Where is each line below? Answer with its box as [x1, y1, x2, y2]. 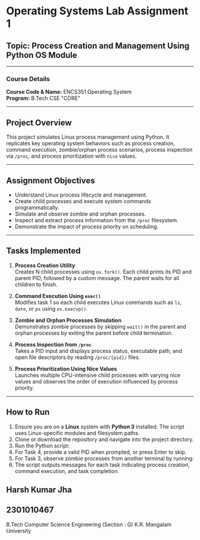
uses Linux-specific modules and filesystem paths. [14, 429, 140, 437]
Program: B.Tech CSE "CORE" [6, 94, 80, 102]
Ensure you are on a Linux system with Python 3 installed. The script [14, 423, 185, 430]
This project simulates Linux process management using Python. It [6, 133, 170, 141]
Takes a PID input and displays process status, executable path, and [14, 347, 183, 354]
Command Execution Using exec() [14, 292, 101, 299]
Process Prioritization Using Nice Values [14, 365, 117, 372]
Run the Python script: [14, 442, 70, 449]
